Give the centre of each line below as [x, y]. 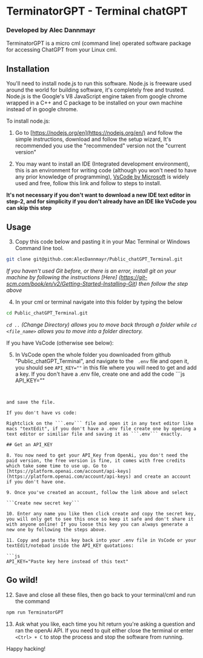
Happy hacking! [26, 648]
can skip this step [29, 208]
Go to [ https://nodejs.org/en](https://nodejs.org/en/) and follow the [99, 133]
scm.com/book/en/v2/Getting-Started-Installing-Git [71, 283]
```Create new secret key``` [43, 503]
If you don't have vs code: [42, 413]
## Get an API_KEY [29, 444]
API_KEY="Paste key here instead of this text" [68, 561]
